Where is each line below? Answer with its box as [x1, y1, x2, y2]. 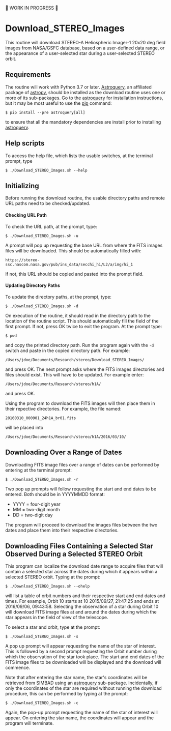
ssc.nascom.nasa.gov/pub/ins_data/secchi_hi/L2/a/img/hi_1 [5, 262, 133, 267]
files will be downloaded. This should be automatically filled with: [5, 247, 141, 254]
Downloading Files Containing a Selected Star [5, 542, 154, 550]
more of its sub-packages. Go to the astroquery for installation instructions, [5, 95, 163, 101]
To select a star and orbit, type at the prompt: [5, 624, 101, 630]
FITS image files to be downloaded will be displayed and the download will [5, 659, 161, 665]
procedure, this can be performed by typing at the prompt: [5, 691, 128, 697]
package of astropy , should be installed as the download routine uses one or [5, 89, 166, 95]
